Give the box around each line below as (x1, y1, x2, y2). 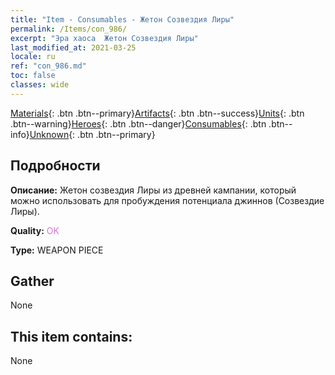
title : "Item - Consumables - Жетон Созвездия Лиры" (10, 14, 235, 25)
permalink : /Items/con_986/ (10, 24, 128, 34)
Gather (10, 272, 55, 290)
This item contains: (10, 328, 133, 345)
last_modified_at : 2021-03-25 (10, 42, 137, 53)
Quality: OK (10, 224, 60, 236)
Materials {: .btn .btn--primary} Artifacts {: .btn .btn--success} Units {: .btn (10, 107, 305, 119)
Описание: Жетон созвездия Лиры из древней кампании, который (10, 184, 297, 196)
